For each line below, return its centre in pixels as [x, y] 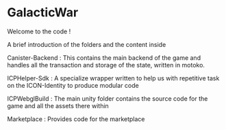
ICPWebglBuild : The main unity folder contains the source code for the [108, 98]
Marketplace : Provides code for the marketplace [76, 119]
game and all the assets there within [58, 105]
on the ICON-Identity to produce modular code [73, 85]
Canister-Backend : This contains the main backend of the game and [104, 58]
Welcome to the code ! [39, 31]
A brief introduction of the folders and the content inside [87, 44]
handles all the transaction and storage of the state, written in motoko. [106, 65]
